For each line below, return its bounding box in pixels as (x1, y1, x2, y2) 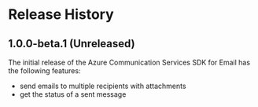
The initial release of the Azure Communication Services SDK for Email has (8, 57, 250, 67)
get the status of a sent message (19, 90, 127, 99)
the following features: (8, 66, 81, 76)
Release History (8, 6, 114, 24)
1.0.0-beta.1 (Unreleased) (8, 37, 135, 50)
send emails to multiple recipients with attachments (19, 81, 186, 90)
